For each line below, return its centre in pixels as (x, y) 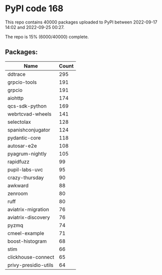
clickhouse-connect (31, 257)
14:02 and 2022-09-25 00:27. (35, 27)
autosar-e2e (22, 146)
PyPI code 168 (34, 9)
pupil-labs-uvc (25, 169)
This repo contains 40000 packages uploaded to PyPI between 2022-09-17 (81, 22)
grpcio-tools (22, 82)
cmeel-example (26, 233)
